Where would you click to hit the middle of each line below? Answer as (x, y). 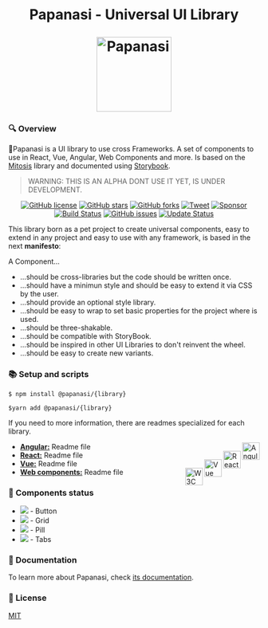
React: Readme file (51, 455)
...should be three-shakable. (66, 328)
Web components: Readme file (71, 472)
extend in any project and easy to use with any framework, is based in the (130, 237)
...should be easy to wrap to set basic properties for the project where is (138, 311)
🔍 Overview (33, 129)
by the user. (39, 294)
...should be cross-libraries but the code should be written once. (126, 277)
